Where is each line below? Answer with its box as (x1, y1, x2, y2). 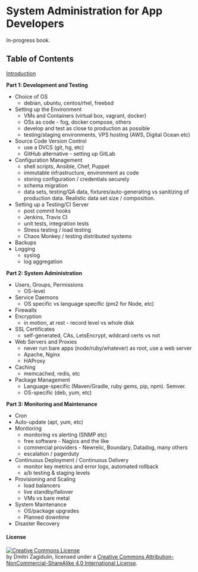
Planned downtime (23, 513, 70, 521)
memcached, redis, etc (23, 370, 80, 377)
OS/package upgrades (23, 507, 79, 514)
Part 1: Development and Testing (6, 81, 88, 88)
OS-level (23, 287, 46, 294)
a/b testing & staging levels (23, 469, 90, 476)
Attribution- (145, 553, 174, 560)
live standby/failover (23, 488, 73, 495)
